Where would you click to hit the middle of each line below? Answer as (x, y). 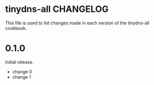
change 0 (22, 72)
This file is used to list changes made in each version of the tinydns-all (77, 23)
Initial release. (19, 62)
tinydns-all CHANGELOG (57, 9)
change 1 (22, 77)
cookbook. (16, 28)
